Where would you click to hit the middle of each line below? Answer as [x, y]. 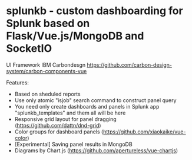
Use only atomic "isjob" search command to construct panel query [95, 100]
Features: [18, 82]
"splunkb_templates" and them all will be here [70, 113]
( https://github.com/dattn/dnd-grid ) [58, 125]
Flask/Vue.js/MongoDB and [75, 36]
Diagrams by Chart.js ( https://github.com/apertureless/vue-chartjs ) [96, 150]
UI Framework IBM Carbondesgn [46, 65]
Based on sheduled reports [47, 94]
